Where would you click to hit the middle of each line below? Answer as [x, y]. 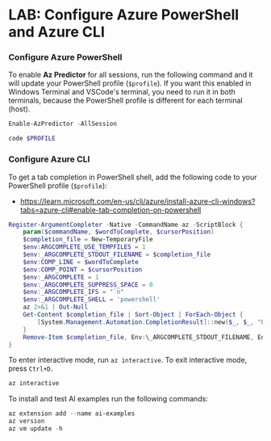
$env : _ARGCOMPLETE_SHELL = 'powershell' [92, 300]
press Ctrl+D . [31, 368]
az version [27, 422]
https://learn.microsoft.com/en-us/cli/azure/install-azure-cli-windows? [138, 201]
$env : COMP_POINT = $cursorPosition [83, 269]
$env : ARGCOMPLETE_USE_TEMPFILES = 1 [85, 247]
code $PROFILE [32, 139]
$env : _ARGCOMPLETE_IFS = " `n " [74, 292]
